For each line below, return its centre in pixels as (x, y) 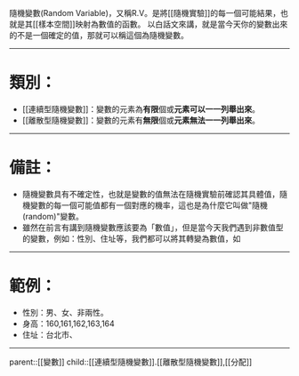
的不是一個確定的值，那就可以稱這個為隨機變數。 (99, 35)
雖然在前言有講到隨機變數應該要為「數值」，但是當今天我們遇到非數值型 (153, 227)
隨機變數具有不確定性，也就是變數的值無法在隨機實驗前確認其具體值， (151, 194)
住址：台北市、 (49, 334)
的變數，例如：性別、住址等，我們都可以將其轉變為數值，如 (131, 238)
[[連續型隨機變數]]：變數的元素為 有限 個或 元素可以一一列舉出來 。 (141, 108)
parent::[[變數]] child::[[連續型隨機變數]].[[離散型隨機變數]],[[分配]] (131, 362)
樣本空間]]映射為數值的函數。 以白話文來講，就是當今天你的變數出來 (163, 24)
